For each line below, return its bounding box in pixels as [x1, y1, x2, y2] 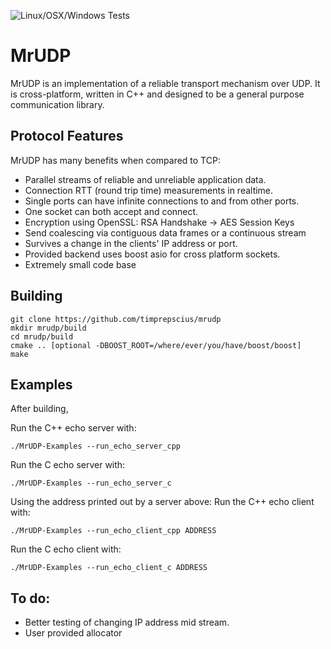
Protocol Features [10, 128, 124, 145]
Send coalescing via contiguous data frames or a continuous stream [24, 226, 307, 239]
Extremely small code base [24, 258, 137, 270]
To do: [10, 590, 51, 607]
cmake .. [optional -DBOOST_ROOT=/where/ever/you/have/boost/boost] [10, 340, 302, 350]
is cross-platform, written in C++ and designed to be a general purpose [10, 88, 305, 100]
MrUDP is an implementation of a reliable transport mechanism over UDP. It [10, 77, 321, 89]
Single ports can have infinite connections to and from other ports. [24, 195, 300, 207]
